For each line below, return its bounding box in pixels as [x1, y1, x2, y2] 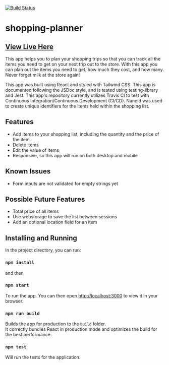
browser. [5, 298, 24, 304]
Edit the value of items [12, 147, 60, 153]
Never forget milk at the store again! [5, 72, 80, 78]
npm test [5, 344, 27, 350]
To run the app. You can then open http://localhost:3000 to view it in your [5, 292, 158, 298]
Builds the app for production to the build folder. [5, 321, 106, 327]
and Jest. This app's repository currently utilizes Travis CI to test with [5, 92, 149, 98]
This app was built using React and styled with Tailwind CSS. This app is [5, 82, 156, 88]
